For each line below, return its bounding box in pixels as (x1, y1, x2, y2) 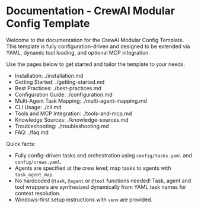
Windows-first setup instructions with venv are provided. (14, 196, 153, 203)
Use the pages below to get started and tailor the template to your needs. (6, 61, 186, 68)
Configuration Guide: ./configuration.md (14, 91, 113, 98)
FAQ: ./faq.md (14, 129, 49, 136)
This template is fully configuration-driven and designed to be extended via (6, 43, 190, 50)
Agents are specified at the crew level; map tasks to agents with (14, 164, 171, 172)
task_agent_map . (14, 170, 55, 178)
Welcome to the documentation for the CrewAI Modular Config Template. (6, 36, 184, 43)
